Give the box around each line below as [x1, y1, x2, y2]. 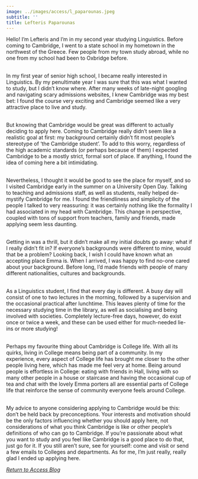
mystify [6, 195, 25, 203]
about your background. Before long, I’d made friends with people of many [6, 263, 188, 271]
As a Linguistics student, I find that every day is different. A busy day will [6, 288, 183, 295]
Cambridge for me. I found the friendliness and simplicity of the [25, 195, 180, 203]
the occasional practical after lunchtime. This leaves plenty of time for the [6, 300, 186, 307]
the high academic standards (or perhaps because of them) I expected [6, 146, 178, 154]
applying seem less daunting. [6, 221, 78, 228]
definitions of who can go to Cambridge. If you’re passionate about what [6, 429, 183, 437]
